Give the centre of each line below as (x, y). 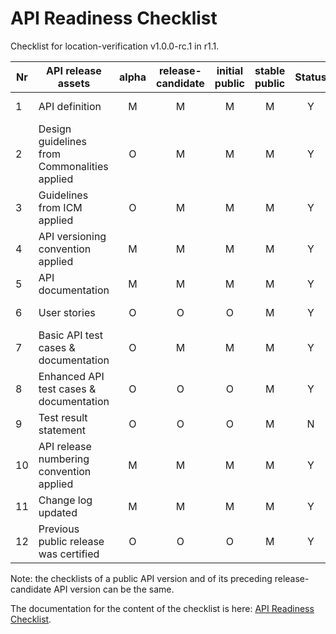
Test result (63, 417)
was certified (69, 554)
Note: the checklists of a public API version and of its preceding (141, 578)
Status (310, 77)
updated (58, 512)
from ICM (60, 207)
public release (71, 541)
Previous (59, 529)
